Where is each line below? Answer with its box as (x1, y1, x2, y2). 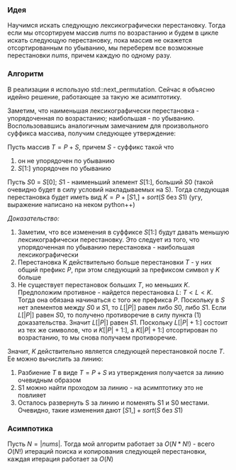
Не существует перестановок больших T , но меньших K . (17, 280, 190, 289)
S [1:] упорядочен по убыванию (17, 164, 111, 172)
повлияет (17, 391, 47, 399)
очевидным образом (17, 376, 82, 384)
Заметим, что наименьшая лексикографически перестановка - (7, 106, 200, 115)
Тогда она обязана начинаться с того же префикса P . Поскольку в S (17, 296, 225, 304)
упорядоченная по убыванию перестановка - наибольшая (17, 242, 195, 251)
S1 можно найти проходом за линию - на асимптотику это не (17, 383, 203, 391)
